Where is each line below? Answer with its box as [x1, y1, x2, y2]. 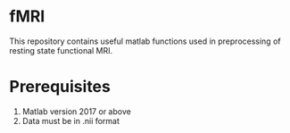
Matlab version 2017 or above [21, 105, 131, 117]
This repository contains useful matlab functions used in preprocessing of [9, 36, 281, 46]
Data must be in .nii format [21, 115, 120, 126]
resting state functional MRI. [9, 45, 113, 55]
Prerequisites [9, 77, 112, 97]
